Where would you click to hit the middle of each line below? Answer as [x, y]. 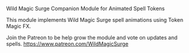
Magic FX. [19, 26]
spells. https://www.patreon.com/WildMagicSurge [67, 44]
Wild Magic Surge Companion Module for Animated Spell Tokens [86, 9]
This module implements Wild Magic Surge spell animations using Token [95, 20]
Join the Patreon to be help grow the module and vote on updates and [92, 37]
